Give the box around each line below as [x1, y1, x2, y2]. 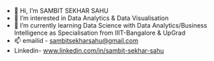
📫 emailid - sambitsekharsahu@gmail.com [13, 37, 139, 44]
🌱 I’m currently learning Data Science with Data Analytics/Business [13, 21, 208, 29]
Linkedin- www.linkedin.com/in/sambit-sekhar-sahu [13, 46, 164, 55]
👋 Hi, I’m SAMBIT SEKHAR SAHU [13, 7, 109, 15]
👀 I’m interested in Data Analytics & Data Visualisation [13, 14, 169, 22]
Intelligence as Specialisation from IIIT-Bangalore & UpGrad [13, 28, 186, 37]
